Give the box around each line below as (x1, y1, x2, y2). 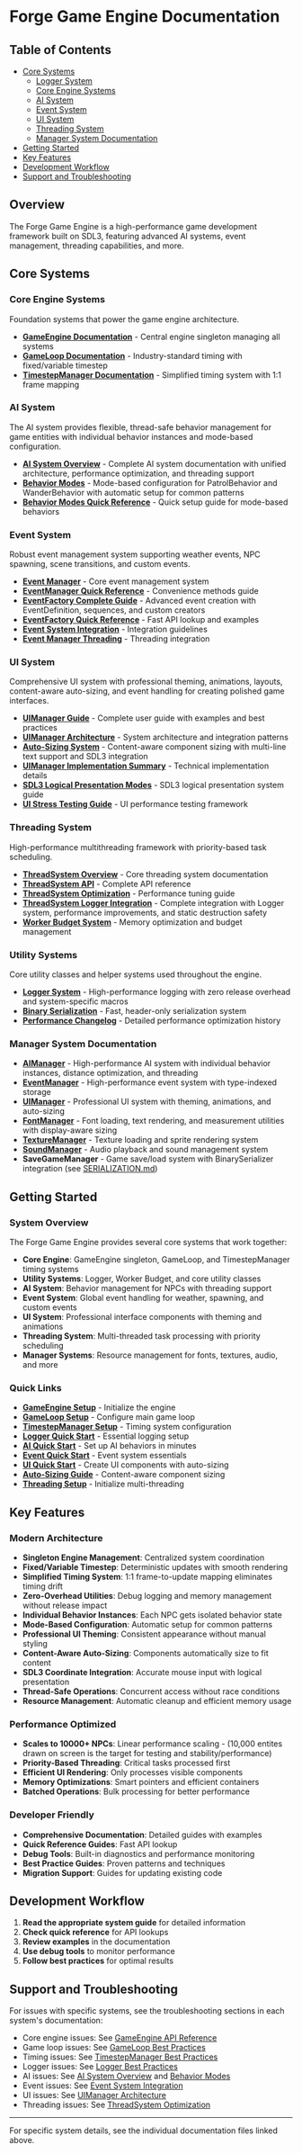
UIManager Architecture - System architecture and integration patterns (22, 731, 289, 743)
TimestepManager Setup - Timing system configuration (22, 1422, 232, 1432)
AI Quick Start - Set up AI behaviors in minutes (22, 1440, 197, 1451)
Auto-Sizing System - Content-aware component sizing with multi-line (22, 741, 287, 752)
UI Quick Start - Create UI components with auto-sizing (22, 1459, 229, 1470)
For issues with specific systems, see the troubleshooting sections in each (9, 2005, 285, 2016)
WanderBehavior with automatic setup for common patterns (22, 487, 244, 498)
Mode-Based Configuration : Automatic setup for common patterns (22, 1619, 272, 1629)
